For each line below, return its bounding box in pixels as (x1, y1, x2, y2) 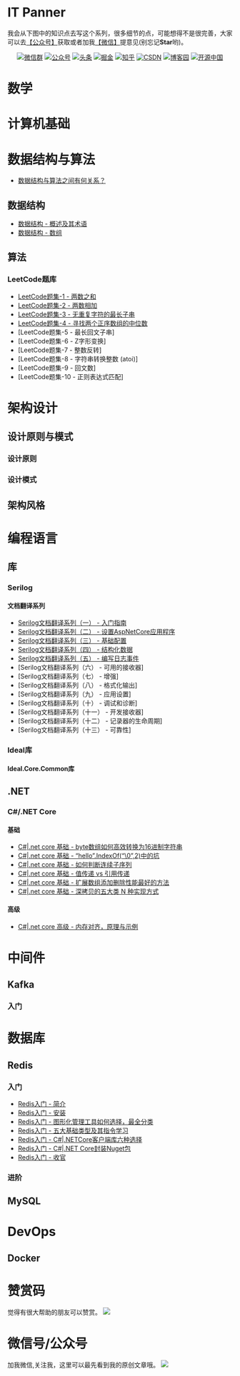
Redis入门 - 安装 (17, 1108, 66, 1117)
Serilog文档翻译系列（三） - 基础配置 (17, 636, 127, 645)
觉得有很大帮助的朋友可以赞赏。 (7, 1307, 101, 1316)
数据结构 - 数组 (17, 229, 63, 237)
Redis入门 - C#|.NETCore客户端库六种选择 (17, 1135, 143, 1143)
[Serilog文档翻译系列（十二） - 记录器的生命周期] (17, 717, 163, 725)
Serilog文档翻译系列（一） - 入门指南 (17, 618, 127, 627)
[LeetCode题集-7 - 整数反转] (17, 346, 102, 354)
